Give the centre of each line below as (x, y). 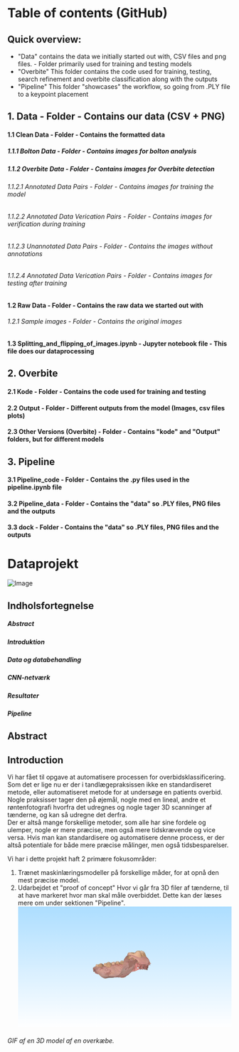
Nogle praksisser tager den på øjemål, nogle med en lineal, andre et (107, 800)
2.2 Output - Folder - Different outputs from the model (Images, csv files (116, 408)
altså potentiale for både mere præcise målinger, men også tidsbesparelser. (118, 845)
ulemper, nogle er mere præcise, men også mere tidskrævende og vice (111, 830)
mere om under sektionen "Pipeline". (71, 903)
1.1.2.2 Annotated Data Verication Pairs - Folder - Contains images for (110, 216)
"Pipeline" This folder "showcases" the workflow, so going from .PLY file (124, 86)
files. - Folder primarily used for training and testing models (105, 64)
